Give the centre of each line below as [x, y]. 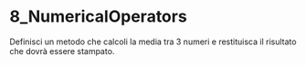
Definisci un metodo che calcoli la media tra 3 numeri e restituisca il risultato [153, 42]
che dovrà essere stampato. [62, 51]
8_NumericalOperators [98, 17]
